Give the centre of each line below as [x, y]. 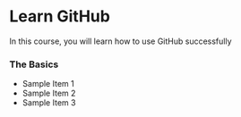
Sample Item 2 [49, 93]
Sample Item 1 [48, 84]
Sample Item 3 [49, 103]
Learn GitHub [60, 17]
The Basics [34, 64]
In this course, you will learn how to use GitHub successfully [120, 41]
